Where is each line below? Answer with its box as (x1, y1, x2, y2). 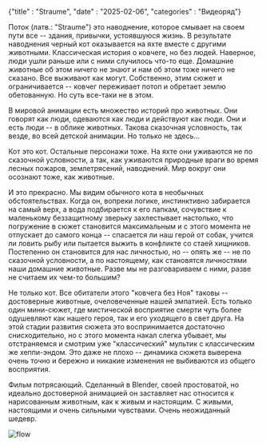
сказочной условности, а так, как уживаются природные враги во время (8, 155, 259, 165)
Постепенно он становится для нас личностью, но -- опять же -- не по (8, 247, 252, 257)
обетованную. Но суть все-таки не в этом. (8, 90, 154, 99)
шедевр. (8, 414, 38, 423)
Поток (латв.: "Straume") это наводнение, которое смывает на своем (8, 22, 245, 31)
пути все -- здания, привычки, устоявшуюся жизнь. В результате (8, 31, 232, 40)
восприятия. (8, 364, 50, 374)
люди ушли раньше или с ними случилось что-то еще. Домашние (8, 56, 234, 66)
